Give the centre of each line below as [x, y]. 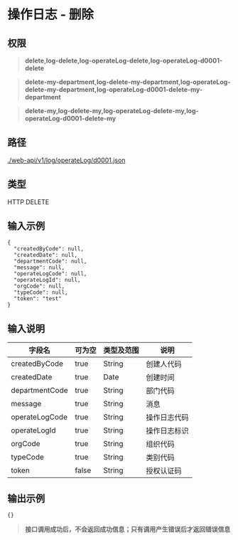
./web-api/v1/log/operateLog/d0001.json [66, 160]
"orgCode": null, [39, 286]
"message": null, [39, 268]
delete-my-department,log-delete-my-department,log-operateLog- [128, 82]
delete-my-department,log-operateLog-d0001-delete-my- [114, 89]
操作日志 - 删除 [51, 15]
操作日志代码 [168, 418]
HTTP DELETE [28, 202]
